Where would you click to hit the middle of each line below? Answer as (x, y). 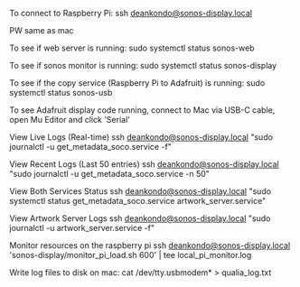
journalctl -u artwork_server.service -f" (82, 228)
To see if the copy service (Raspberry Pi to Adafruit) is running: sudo (137, 83)
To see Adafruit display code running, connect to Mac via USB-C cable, (142, 110)
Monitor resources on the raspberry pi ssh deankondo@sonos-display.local (150, 245)
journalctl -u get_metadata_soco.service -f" (90, 147)
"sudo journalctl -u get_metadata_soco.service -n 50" (110, 174)
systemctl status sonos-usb (61, 93)
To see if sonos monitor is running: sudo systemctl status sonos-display (143, 65)
